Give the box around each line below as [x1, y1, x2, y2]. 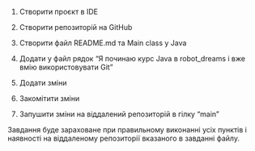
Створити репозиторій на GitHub [19, 23, 133, 31]
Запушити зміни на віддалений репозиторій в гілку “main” [19, 109, 219, 119]
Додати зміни [19, 78, 67, 87]
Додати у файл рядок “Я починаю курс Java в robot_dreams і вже [19, 54, 246, 63]
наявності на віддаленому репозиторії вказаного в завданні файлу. [7, 133, 240, 143]
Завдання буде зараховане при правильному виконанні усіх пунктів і [7, 125, 248, 134]
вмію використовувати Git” [19, 62, 114, 72]
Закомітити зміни [19, 94, 80, 103]
